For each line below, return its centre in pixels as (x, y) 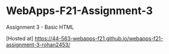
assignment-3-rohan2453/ (38, 45)
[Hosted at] (20, 38)
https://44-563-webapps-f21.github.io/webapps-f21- (99, 38)
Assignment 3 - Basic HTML (40, 27)
